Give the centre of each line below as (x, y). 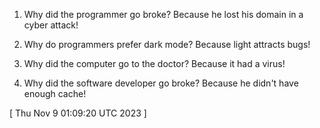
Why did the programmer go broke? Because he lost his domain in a (163, 14)
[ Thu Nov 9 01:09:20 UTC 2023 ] (78, 113)
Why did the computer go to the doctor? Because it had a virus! (154, 63)
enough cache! (55, 93)
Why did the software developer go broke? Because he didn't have (161, 83)
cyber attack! (51, 25)
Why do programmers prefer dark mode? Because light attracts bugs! (167, 44)
